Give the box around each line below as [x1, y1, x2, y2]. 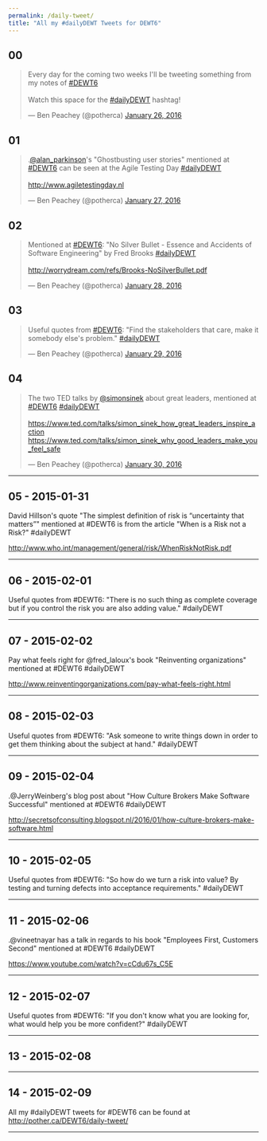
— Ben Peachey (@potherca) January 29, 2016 [27, 348, 183, 359]
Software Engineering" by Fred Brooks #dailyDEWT [27, 248, 196, 257]
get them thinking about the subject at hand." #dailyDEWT [8, 739, 199, 749]
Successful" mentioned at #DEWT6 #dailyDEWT [8, 799, 167, 809]
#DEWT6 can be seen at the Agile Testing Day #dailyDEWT [27, 163, 222, 173]
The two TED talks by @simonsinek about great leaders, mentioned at [27, 393, 257, 402]
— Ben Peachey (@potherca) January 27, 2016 [27, 196, 181, 206]
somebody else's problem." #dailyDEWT [27, 333, 161, 343]
